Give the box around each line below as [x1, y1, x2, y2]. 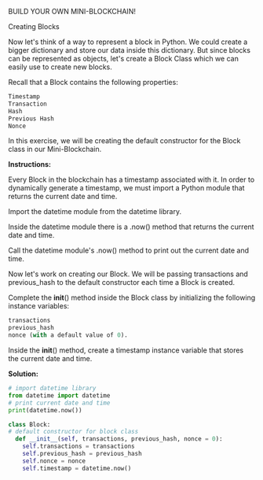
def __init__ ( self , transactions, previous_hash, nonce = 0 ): [15, 435, 223, 443]
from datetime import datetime [8, 391, 111, 400]
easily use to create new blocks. [8, 62, 112, 72]
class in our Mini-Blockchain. [8, 145, 102, 154]
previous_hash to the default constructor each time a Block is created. [8, 278, 236, 287]
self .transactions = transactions [22, 442, 135, 451]
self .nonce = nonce [22, 456, 86, 465]
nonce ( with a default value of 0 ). [8, 331, 128, 339]
